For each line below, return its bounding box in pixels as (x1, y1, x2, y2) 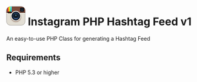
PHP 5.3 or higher (15, 69, 59, 76)
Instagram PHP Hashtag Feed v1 (27, 15, 192, 29)
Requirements (6, 52, 61, 63)
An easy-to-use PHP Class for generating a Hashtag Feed (6, 35, 150, 42)
